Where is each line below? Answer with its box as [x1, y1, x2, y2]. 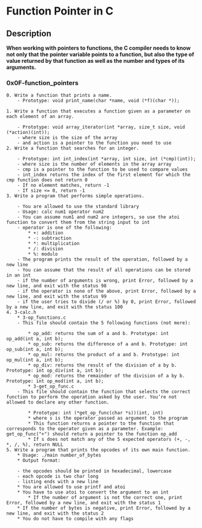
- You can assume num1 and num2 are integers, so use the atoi [17, 214, 180, 220]
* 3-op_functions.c [17, 315, 67, 321]
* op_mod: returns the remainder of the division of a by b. [28, 373, 186, 379]
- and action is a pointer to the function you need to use [17, 140, 172, 146]
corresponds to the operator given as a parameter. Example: [6, 426, 164, 432]
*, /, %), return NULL [6, 442, 64, 448]
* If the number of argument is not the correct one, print [28, 495, 183, 501]
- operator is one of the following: [17, 225, 112, 231]
